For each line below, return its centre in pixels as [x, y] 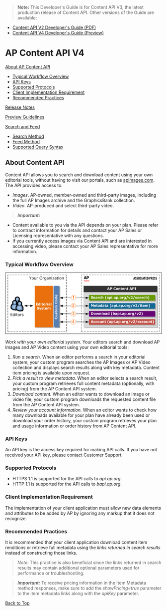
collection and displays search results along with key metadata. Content [86, 367]
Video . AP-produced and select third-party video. [63, 205]
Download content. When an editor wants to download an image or [81, 394]
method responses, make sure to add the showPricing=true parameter [89, 588]
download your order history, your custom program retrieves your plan [84, 420]
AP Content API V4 [45, 53]
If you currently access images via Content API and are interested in [82, 241]
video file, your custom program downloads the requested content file [84, 399]
